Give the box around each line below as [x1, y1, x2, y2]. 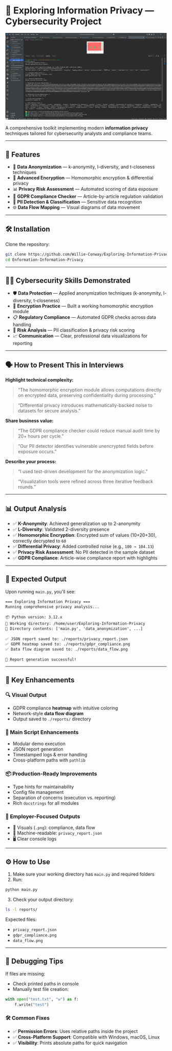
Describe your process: [5, 459, 56, 465]
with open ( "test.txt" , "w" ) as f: [5, 996, 79, 1002]
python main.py [5, 887, 38, 893]
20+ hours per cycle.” [17, 433, 64, 439]
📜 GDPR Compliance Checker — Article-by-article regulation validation [12, 193, 163, 200]
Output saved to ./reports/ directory [12, 716, 91, 722]
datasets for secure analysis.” [17, 408, 81, 414]
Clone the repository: [5, 241, 50, 247]
